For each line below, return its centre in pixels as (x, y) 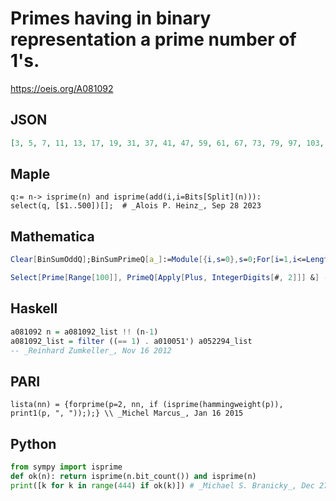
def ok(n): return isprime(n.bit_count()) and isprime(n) (133, 476)
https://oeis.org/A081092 (62, 88)
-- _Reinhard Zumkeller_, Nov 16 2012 (91, 350)
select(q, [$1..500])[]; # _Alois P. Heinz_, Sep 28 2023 (136, 206)
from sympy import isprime (66, 467)
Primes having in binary (111, 18)
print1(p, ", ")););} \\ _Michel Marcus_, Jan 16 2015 (127, 413)
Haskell (34, 308)
